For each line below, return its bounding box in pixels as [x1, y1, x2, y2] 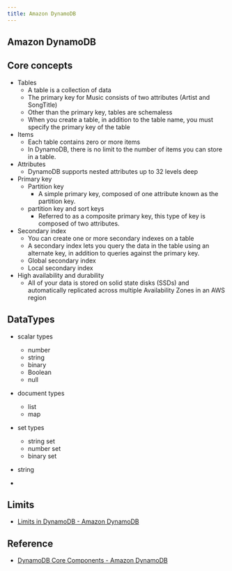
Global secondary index [27, 256, 96, 265]
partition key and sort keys [27, 204, 105, 213]
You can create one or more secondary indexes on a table [27, 234, 194, 242]
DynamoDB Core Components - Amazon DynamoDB [17, 556, 169, 565]
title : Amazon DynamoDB [7, 10, 77, 17]
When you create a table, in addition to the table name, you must [27, 115, 214, 124]
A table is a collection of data [27, 85, 111, 94]
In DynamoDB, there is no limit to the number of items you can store [27, 144, 223, 154]
